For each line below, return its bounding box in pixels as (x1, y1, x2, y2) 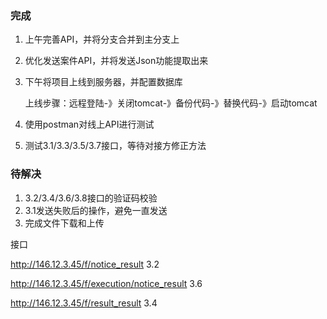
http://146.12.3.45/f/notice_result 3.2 (10, 258, 160, 270)
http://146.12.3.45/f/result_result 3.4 (10, 297, 158, 309)
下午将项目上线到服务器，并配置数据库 (24, 76, 183, 88)
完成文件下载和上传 (24, 217, 105, 229)
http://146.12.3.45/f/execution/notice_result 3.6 (10, 277, 203, 289)
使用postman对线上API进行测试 (24, 118, 155, 131)
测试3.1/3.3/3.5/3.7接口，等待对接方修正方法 (24, 140, 207, 152)
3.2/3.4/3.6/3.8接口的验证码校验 (24, 192, 158, 204)
